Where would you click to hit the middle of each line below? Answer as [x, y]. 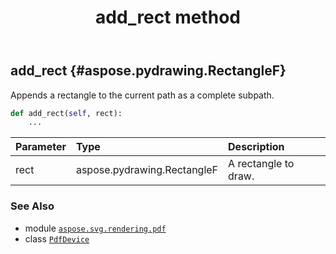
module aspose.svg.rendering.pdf [95, 228]
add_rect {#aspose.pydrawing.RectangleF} [148, 71]
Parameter [41, 147]
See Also [32, 206]
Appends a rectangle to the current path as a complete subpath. [142, 95]
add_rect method [168, 17]
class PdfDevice [57, 238]
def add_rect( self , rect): [66, 113]
